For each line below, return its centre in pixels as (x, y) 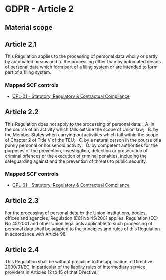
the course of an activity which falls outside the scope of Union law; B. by (82, 129)
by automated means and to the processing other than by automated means (83, 62)
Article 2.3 (22, 201)
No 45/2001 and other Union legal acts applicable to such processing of (79, 223)
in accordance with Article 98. (36, 234)
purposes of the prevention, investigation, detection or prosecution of (76, 150)
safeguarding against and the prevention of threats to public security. (76, 161)
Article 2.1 (21, 44)
